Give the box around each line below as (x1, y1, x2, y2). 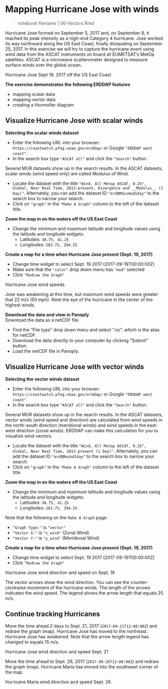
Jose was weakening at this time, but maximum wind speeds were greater (5, 291, 158, 297)
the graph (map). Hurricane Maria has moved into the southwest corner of (5, 664, 158, 670)
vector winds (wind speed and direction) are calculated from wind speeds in (5, 417, 163, 423)
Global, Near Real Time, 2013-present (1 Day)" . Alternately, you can (12, 448, 158, 454)
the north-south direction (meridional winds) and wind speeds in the (5, 422, 146, 428)
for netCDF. (12, 332, 37, 338)
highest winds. (5, 302, 36, 308)
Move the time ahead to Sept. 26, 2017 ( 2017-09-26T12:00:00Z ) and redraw (5, 658, 159, 664)
